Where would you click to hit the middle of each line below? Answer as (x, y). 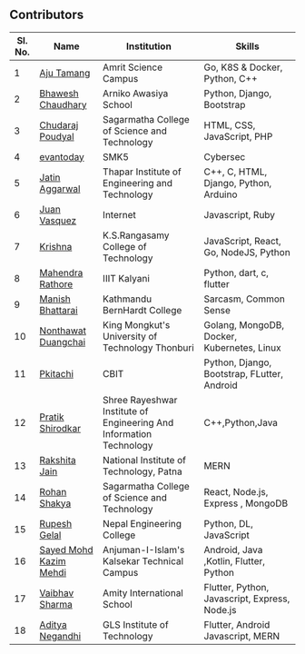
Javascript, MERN (241, 636)
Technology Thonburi (149, 347)
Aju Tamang (65, 73)
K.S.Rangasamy (136, 235)
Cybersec (225, 156)
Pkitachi (57, 373)
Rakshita (58, 460)
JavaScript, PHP (238, 136)
